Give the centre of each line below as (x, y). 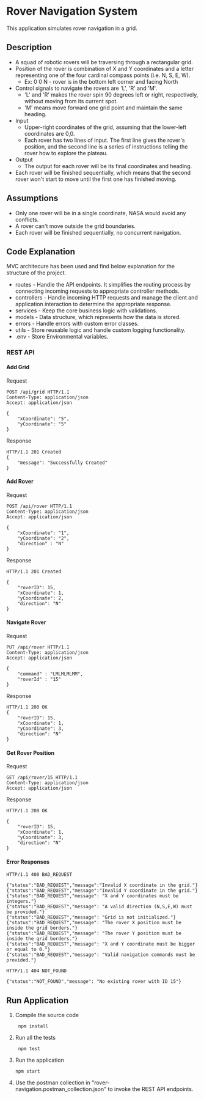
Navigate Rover (26, 622)
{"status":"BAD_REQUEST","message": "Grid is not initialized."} (91, 917)
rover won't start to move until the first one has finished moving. (96, 179)
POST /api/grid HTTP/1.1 (38, 392)
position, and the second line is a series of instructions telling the (106, 146)
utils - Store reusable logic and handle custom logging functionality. (100, 330)
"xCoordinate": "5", (43, 419)
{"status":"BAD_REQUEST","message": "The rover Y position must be (94, 933)
